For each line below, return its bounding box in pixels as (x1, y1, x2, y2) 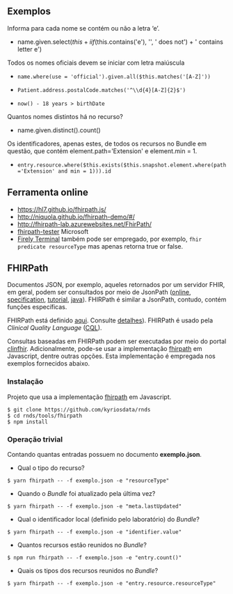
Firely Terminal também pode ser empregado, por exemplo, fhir (17, 235, 202, 243)
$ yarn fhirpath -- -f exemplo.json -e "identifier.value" (7, 529, 182, 536)
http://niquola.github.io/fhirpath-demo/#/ (17, 212, 136, 221)
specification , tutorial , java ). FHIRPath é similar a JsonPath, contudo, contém (7, 295, 227, 304)
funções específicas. (7, 303, 67, 311)
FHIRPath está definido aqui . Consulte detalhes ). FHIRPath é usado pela (7, 316, 214, 325)
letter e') (17, 45, 42, 53)
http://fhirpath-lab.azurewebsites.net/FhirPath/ (17, 219, 152, 228)
